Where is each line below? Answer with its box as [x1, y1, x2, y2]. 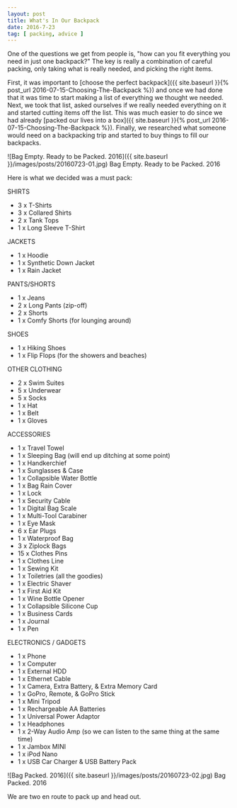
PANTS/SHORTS [7, 280, 56, 288]
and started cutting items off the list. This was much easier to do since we [7, 108, 223, 117]
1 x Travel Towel [17, 444, 65, 452]
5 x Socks [17, 394, 47, 403]
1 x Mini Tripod [17, 697, 61, 706]
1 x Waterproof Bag [17, 534, 74, 543]
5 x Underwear [17, 386, 62, 395]
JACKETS [7, 237, 35, 246]
